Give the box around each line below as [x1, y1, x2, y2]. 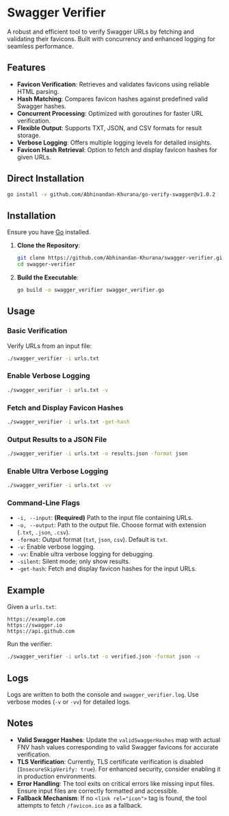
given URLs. [16, 153, 51, 161]
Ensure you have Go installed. [7, 228, 91, 236]
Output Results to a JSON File [7, 434, 107, 444]
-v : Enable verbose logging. [16, 543, 96, 551]
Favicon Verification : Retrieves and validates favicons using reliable [16, 80, 210, 88]
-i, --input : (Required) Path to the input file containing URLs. [16, 514, 193, 522]
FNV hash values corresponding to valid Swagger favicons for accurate [16, 743, 219, 751]
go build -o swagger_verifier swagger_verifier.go [16, 286, 165, 293]
